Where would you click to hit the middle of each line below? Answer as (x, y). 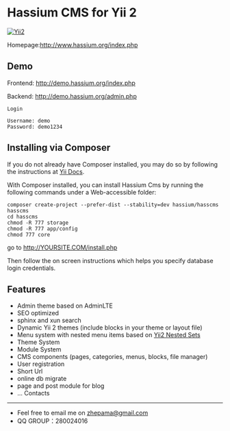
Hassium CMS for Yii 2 (72, 13)
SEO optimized (38, 313)
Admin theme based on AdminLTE (65, 306)
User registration (41, 364)
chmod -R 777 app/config (42, 229)
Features (26, 289)
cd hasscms (23, 217)
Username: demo (29, 121)
